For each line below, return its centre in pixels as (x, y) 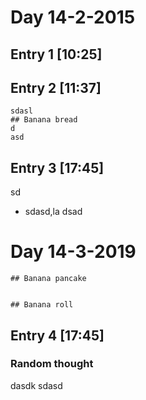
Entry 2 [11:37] (56, 87)
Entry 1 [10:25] (56, 54)
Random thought (52, 364)
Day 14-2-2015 (73, 17)
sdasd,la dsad (53, 212)
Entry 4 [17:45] (57, 335)
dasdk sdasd (36, 385)
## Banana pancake (48, 279)
